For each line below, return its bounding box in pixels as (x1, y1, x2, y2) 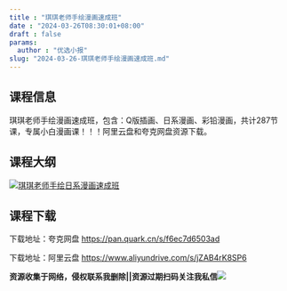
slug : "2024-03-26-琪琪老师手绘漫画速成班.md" (9, 54, 171, 63)
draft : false (9, 29, 62, 38)
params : (9, 37, 38, 47)
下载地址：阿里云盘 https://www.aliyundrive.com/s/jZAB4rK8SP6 (9, 253, 247, 263)
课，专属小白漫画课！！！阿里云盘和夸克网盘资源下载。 (9, 125, 211, 136)
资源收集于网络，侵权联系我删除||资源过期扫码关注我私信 (9, 271, 218, 282)
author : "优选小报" (17, 46, 88, 55)
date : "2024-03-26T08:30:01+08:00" (9, 21, 145, 30)
